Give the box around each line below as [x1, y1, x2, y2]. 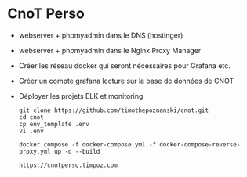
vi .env [18, 127, 44, 135]
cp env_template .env [18, 120, 89, 128]
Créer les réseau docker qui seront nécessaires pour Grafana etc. [18, 60, 231, 70]
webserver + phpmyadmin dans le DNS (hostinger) [18, 31, 183, 40]
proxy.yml [18, 147, 52, 155]
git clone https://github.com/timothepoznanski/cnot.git [18, 107, 209, 114]
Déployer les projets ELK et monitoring [18, 91, 143, 100]
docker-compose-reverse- [159, 140, 241, 149]
